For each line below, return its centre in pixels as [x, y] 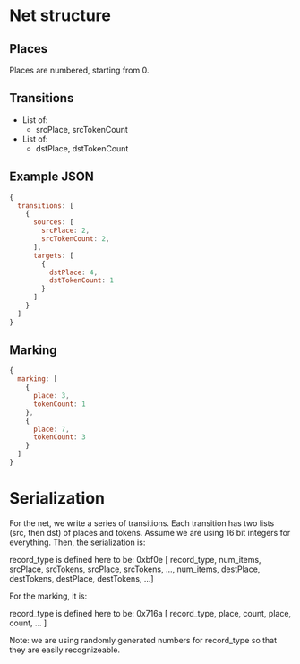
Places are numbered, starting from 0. [79, 70]
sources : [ [53, 222]
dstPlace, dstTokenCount [82, 148]
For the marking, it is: [48, 596]
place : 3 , [51, 396]
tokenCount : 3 [60, 437]
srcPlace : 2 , [66, 231]
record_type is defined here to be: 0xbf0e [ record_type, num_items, [135, 559]
